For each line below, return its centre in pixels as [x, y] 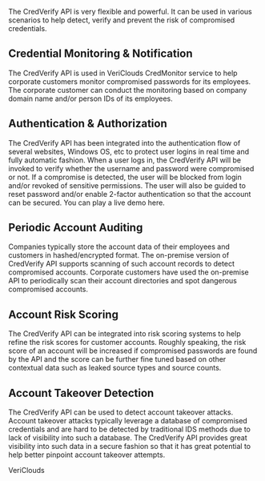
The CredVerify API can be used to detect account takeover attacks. [121, 412]
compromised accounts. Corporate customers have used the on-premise [129, 272]
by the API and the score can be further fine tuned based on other [117, 359]
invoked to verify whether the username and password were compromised [131, 168]
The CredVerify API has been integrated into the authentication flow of [124, 142]
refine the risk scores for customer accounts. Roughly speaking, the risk [127, 343]
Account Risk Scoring [63, 314]
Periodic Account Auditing [76, 228]
